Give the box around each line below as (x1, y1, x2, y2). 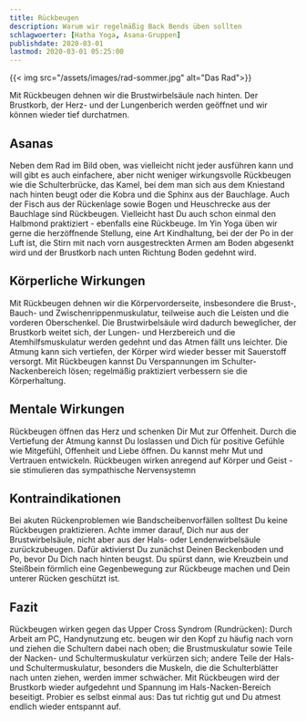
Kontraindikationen (9, 490, 121, 506)
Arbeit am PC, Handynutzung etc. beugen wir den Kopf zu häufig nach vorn (9, 633, 294, 644)
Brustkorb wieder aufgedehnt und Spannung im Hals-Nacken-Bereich (9, 682, 271, 693)
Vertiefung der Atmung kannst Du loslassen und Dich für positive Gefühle (9, 435, 285, 447)
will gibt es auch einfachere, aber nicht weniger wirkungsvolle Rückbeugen (9, 170, 291, 180)
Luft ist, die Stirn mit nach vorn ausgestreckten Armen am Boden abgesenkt (9, 237, 294, 248)
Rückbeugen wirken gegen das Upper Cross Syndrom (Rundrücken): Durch (9, 623, 293, 634)
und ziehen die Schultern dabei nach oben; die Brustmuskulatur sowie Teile (9, 644, 293, 654)
